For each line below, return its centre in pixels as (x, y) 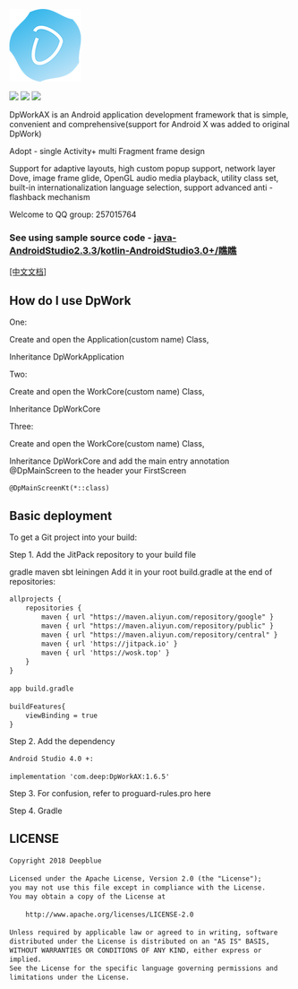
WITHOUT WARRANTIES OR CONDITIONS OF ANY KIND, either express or (136, 950)
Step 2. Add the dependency (62, 741)
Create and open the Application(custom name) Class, (109, 340)
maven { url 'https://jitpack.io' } (110, 644)
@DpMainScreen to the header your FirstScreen (98, 471)
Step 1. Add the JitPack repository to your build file (103, 554)
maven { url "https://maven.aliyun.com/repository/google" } (158, 617)
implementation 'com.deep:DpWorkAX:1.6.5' (89, 776)
